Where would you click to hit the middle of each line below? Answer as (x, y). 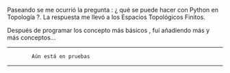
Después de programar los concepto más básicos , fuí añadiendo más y (108, 30)
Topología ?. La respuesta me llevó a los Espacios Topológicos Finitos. (106, 17)
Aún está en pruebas (61, 57)
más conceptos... (31, 38)
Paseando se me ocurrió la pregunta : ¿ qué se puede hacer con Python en (113, 10)
